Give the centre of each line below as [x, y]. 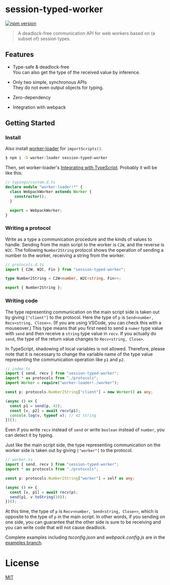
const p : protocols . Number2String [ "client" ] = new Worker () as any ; [79, 392]
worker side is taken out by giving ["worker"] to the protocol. [69, 450]
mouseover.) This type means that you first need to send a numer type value [84, 328]
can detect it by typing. [29, 435]
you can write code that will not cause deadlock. [56, 528]
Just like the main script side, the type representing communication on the [83, 445]
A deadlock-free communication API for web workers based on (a [86, 33]
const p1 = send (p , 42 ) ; [36, 406]
